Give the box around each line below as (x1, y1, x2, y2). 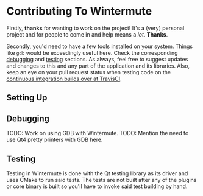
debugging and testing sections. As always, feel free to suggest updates (6, 55, 188, 63)
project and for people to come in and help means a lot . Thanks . (6, 30, 168, 38)
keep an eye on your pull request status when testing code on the (6, 68, 171, 75)
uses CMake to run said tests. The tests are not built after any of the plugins (6, 176, 197, 183)
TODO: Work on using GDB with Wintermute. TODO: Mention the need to (6, 130, 189, 137)
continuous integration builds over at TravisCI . (6, 75, 122, 82)
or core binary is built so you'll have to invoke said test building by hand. (6, 183, 188, 190)
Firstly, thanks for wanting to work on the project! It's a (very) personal (6, 24, 185, 32)
